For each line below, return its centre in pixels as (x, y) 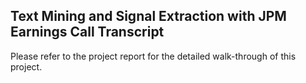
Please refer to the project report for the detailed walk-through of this (153, 56)
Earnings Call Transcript (87, 32)
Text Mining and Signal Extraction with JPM (148, 16)
